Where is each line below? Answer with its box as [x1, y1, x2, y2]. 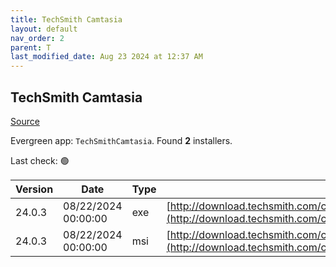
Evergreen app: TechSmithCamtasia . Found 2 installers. [10, 134, 233, 146]
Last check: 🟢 [10, 154, 70, 166]
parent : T [10, 42, 52, 53]
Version [15, 182, 54, 196]
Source [10, 115, 40, 127]
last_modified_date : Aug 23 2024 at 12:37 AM [10, 52, 203, 62]
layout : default [10, 24, 78, 34]
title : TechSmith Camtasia [10, 14, 123, 25]
